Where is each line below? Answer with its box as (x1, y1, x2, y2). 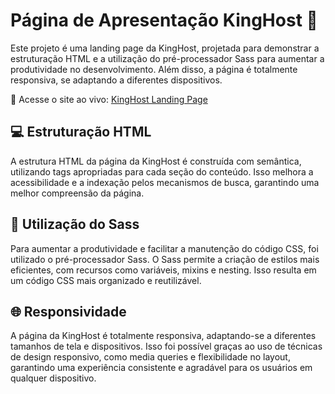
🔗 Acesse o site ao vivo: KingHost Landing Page (10, 93, 208, 105)
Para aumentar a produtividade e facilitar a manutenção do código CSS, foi (10, 242, 319, 254)
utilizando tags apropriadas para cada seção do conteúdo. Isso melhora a (10, 165, 314, 178)
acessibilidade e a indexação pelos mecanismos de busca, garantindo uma (10, 176, 320, 188)
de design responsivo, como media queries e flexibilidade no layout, (10, 351, 291, 363)
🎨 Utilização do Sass (10, 216, 140, 233)
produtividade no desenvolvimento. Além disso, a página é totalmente (10, 63, 298, 75)
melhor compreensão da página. (10, 187, 145, 199)
